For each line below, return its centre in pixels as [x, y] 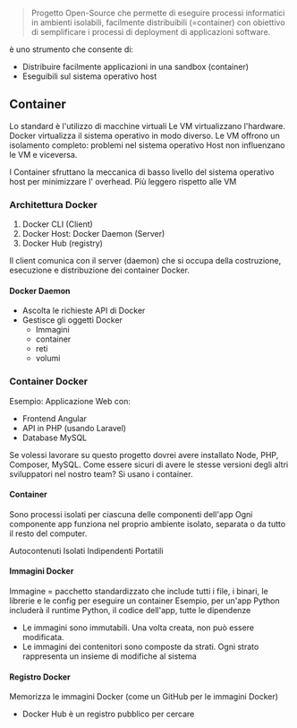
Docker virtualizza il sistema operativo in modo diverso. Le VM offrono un [144, 135]
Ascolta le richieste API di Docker [84, 311]
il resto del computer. [48, 533]
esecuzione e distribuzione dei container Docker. [100, 270]
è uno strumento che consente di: [72, 49]
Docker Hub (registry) [62, 243]
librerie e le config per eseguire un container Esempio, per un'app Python [144, 601]
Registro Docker [40, 677]
